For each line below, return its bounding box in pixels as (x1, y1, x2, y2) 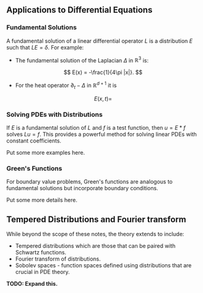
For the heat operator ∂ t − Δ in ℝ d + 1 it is (15, 81, 117, 91)
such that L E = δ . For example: (6, 43, 84, 51)
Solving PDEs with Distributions (6, 110, 103, 119)
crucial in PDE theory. (15, 269, 71, 276)
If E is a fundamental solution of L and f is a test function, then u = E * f (6, 124, 186, 132)
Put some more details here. (6, 196, 78, 204)
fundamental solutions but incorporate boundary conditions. (6, 185, 158, 192)
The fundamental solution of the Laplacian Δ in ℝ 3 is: (15, 55, 149, 64)
